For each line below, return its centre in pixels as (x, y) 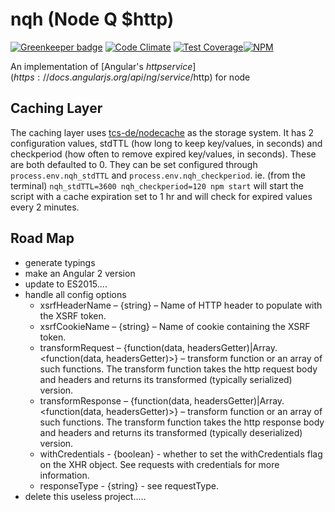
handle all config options (75, 294)
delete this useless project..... (85, 496)
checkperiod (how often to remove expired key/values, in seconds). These (163, 154)
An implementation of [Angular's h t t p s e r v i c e (101, 66)
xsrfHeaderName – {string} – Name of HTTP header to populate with (181, 305)
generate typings (60, 262)
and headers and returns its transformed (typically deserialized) (171, 432)
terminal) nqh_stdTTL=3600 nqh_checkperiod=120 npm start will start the (157, 185)
